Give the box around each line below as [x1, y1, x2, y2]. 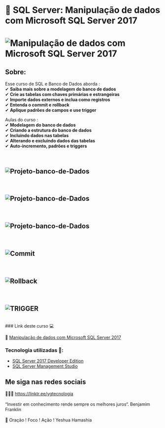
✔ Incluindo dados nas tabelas [5, 133, 69, 139]
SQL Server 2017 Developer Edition [12, 358, 84, 364]
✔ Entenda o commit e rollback [5, 102, 70, 108]
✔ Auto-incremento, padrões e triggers [5, 143, 87, 149]
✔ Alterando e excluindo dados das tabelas [5, 138, 95, 144]
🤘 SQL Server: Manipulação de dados [5, 4, 161, 16]
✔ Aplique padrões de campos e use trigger [5, 107, 97, 113]
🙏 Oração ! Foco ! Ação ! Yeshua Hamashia [5, 417, 92, 423]
